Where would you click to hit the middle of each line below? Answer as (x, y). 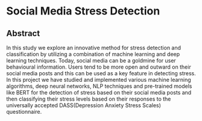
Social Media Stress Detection (83, 11)
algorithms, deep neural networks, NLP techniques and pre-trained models (99, 86)
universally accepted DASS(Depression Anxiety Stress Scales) (84, 105)
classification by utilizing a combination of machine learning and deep (93, 54)
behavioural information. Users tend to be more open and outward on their (99, 67)
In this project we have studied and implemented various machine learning (99, 80)
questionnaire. (24, 112)
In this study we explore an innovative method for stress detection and (94, 48)
